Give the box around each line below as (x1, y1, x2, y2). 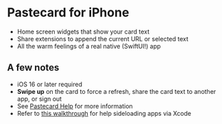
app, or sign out (16, 95, 62, 103)
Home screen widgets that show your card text (16, 27, 150, 36)
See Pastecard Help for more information (16, 101, 134, 110)
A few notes (7, 62, 60, 73)
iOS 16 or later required (16, 80, 83, 88)
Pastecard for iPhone (7, 5, 129, 21)
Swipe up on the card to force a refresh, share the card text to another (16, 87, 217, 95)
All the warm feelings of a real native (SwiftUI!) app (16, 42, 161, 50)
